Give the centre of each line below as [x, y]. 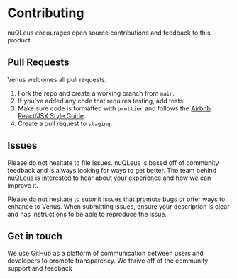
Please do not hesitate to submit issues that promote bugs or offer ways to [116, 199]
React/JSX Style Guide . [51, 115]
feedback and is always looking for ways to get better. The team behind [112, 170]
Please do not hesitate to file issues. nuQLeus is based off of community [113, 163]
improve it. [23, 185]
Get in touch [35, 236]
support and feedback [40, 268]
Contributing [46, 13]
